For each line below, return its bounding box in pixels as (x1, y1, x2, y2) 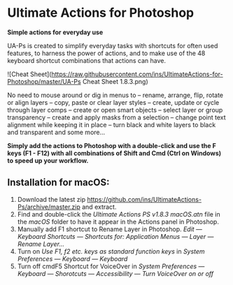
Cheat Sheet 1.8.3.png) (83, 77, 148, 85)
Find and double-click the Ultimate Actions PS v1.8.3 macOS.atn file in (17, 210, 220, 218)
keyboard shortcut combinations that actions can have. (7, 56, 167, 64)
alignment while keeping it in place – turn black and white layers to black (7, 120, 216, 129)
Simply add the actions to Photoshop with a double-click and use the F (7, 141, 217, 149)
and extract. (81, 203, 117, 211)
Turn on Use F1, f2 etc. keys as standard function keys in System (17, 247, 205, 256)
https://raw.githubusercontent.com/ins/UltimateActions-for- (51, 70, 224, 78)
